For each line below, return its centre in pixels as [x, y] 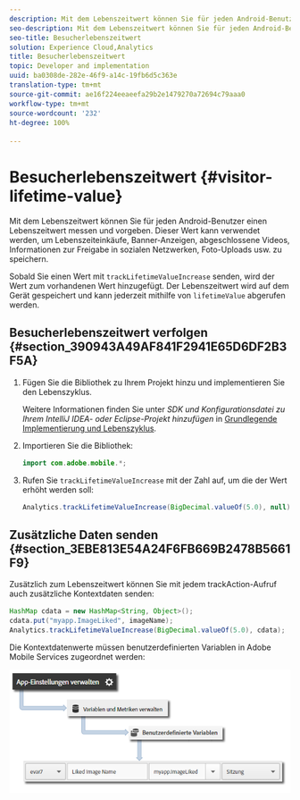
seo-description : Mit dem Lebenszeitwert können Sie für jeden [129, 28]
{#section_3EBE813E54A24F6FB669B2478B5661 [150, 549]
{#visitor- [236, 177]
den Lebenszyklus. [57, 392]
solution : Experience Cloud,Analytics [81, 47]
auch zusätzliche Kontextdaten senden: [82, 594]
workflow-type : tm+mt [50, 104]
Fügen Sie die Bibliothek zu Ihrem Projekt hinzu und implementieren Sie [154, 382]
